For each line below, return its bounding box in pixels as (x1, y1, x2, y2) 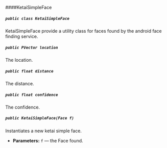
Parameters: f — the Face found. (12, 137, 83, 143)
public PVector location (5, 45, 58, 50)
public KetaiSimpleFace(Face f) (5, 116, 74, 121)
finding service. (5, 33, 38, 39)
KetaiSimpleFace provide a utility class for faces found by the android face (5, 28, 162, 34)
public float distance (5, 68, 54, 73)
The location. (5, 57, 33, 63)
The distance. (5, 80, 34, 86)
